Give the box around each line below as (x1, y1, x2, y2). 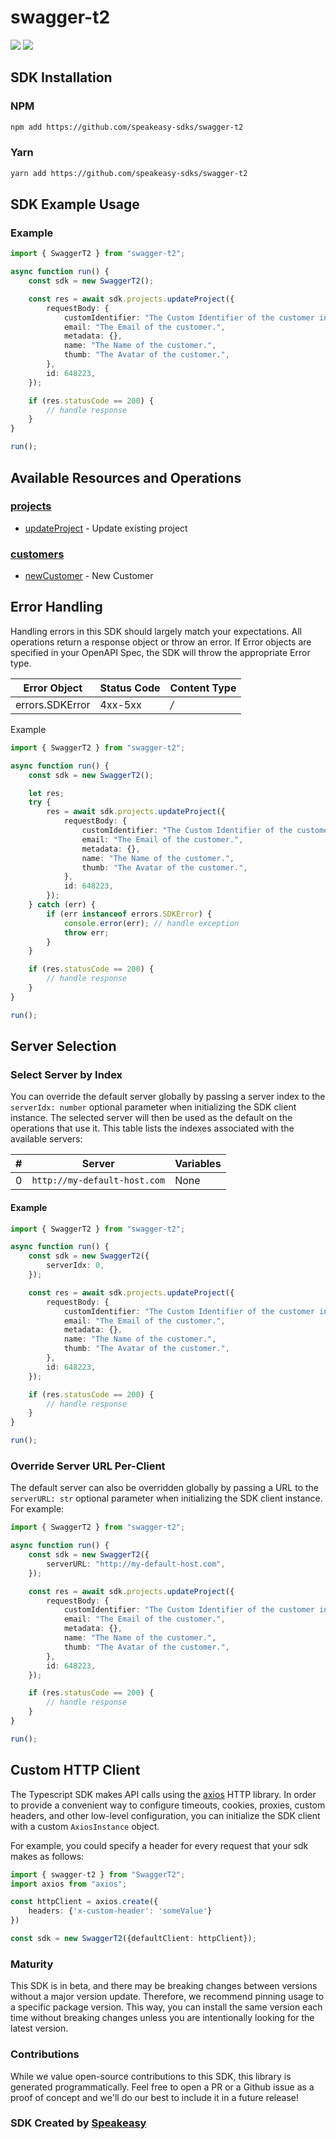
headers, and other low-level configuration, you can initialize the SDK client (10, 1809, 321, 1821)
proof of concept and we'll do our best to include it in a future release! (10, 2091, 299, 2103)
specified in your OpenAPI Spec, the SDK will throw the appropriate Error (10, 646, 311, 658)
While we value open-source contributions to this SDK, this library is (10, 2070, 292, 2082)
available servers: (10, 1133, 83, 1145)
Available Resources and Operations (10, 469, 242, 486)
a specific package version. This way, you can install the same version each (10, 2001, 323, 2013)
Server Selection (10, 1038, 117, 1055)
